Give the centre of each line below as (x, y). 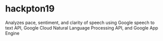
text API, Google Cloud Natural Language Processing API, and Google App (82, 27)
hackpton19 (30, 9)
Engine (12, 33)
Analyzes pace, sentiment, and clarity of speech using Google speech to (80, 22)
